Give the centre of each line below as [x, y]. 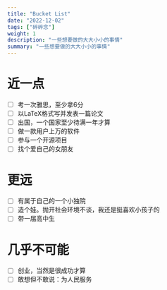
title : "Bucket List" [39, 14]
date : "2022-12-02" [36, 20]
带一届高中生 [36, 219]
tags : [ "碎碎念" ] [31, 27]
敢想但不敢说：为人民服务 [55, 279]
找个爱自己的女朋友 [45, 149]
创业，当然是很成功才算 [51, 271]
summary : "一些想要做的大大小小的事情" [59, 47]
